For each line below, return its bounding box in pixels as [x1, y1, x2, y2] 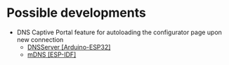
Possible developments [6, 5, 147, 21]
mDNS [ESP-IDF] [27, 50, 77, 59]
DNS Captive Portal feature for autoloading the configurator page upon [16, 28, 223, 36]
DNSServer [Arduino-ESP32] [27, 43, 111, 51]
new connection [16, 35, 64, 43]
